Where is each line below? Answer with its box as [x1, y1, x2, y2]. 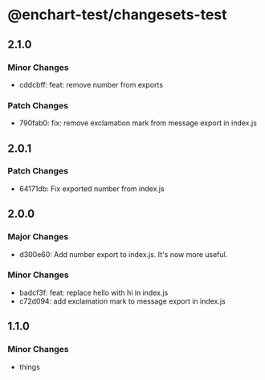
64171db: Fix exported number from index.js [18, 183, 165, 194]
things [18, 362, 41, 371]
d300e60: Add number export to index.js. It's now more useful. [18, 249, 228, 259]
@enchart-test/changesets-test [7, 6, 227, 24]
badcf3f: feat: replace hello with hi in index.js [18, 288, 169, 297]
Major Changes [7, 231, 69, 243]
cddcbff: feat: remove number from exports [18, 80, 164, 89]
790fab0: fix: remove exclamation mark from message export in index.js [18, 118, 258, 128]
